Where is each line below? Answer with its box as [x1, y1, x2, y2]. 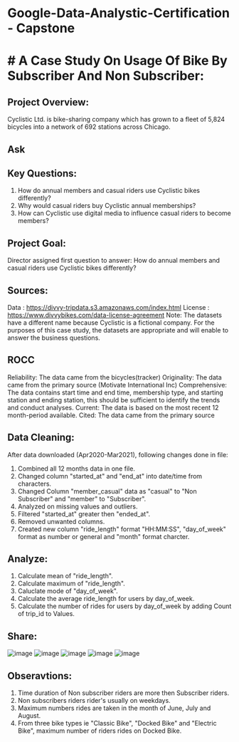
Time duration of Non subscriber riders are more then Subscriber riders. [17, 689, 230, 697]
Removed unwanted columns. [17, 517, 105, 526]
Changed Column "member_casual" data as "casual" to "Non [17, 486, 197, 496]
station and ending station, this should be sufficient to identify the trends [7, 395, 221, 404]
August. [17, 711, 41, 720]
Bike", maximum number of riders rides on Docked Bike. [17, 726, 182, 735]
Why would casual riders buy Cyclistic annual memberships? [17, 202, 196, 210]
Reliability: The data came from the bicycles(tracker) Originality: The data [7, 372, 222, 382]
